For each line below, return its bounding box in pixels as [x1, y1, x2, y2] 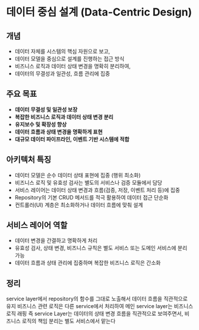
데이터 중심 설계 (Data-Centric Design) [6, 5, 192, 19]
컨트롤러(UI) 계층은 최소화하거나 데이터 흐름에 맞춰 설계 [14, 201, 144, 208]
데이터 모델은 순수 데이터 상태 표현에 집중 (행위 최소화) [14, 172, 141, 179]
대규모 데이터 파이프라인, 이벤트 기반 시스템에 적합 [14, 135, 129, 142]
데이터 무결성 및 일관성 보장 [14, 106, 78, 113]
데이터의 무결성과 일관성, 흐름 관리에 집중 [14, 70, 110, 77]
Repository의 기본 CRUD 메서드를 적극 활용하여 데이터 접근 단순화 [14, 193, 169, 201]
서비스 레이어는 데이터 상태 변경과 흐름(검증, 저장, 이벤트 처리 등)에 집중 [14, 186, 180, 193]
